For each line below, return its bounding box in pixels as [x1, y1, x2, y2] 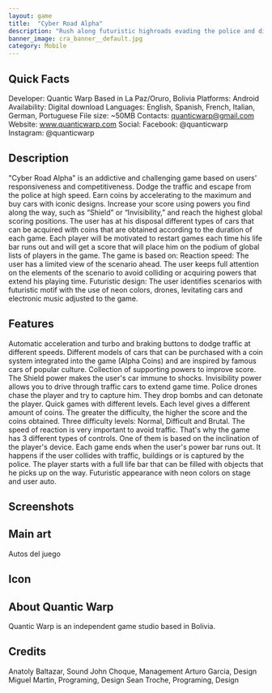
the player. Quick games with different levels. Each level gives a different [8, 399, 251, 409]
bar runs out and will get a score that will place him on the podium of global [8, 242, 260, 251]
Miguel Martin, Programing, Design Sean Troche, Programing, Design [8, 674, 239, 685]
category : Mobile [8, 42, 67, 50]
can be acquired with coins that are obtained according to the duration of [8, 225, 253, 234]
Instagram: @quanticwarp [8, 127, 95, 138]
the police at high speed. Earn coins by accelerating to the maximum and [8, 190, 252, 199]
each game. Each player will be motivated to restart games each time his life [8, 233, 263, 243]
